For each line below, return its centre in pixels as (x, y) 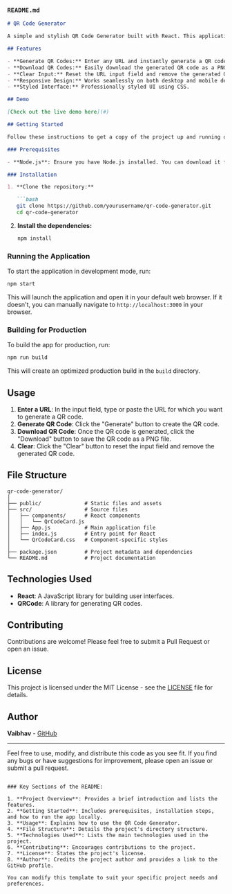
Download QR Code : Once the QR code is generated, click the (106, 431)
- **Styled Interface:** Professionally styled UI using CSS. (98, 87)
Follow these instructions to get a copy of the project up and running (114, 137)
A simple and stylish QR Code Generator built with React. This (101, 36)
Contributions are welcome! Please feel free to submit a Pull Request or (108, 642)
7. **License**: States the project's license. (77, 854)
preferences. (26, 884)
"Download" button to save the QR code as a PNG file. (94, 439)
